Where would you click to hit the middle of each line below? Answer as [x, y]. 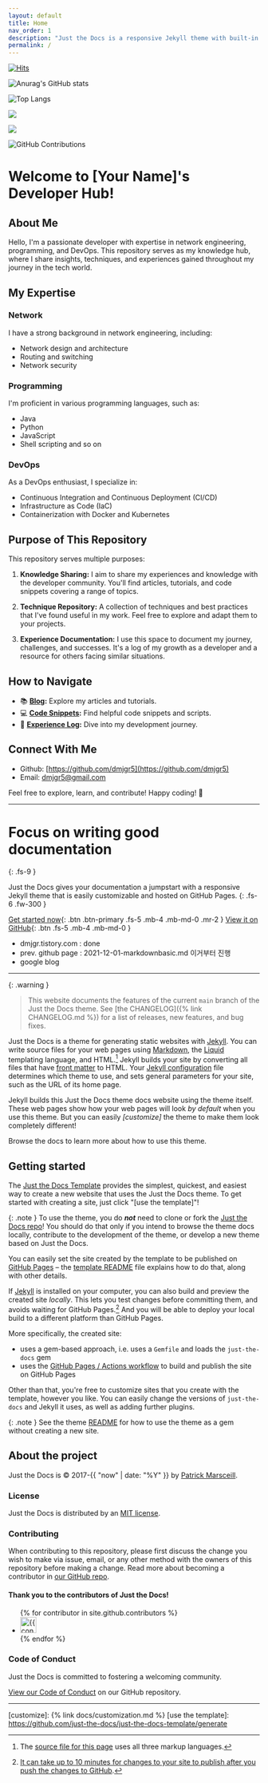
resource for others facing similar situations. [93, 656]
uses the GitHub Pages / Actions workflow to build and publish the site [136, 1366]
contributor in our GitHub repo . [59, 1576]
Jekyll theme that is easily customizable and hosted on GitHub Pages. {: [126, 895]
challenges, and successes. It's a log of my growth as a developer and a [138, 648]
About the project [53, 1456]
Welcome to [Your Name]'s [99, 177]
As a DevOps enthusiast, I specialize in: [73, 482]
